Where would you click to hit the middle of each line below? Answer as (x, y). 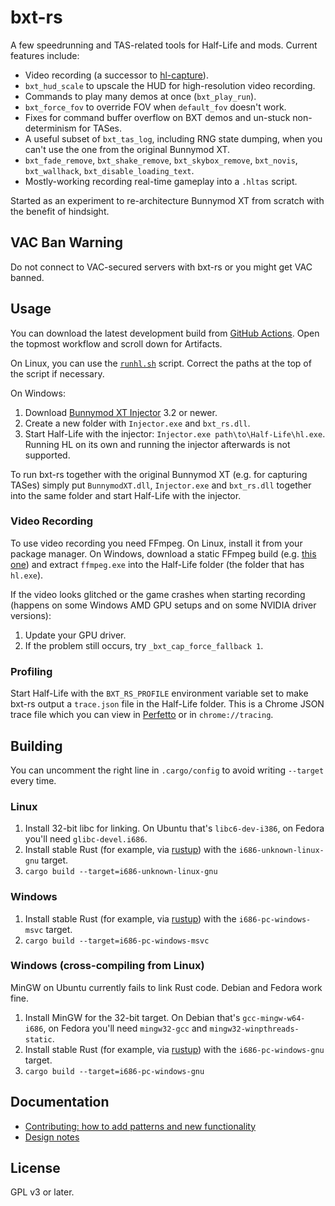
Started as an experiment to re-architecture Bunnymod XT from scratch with (167, 200)
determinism (50, 128)
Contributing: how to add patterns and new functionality (140, 1126)
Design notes (52, 1137)
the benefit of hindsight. (60, 211)
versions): (31, 615)
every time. (33, 780)
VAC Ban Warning (67, 242)
